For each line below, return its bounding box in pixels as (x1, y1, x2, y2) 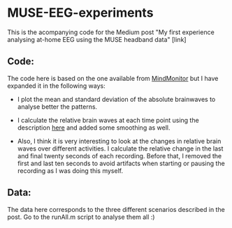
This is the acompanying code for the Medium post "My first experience (7, 28, 215, 36)
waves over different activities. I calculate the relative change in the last (17, 144, 224, 153)
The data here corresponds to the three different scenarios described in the (7, 205, 225, 213)
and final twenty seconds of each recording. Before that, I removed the (17, 151, 222, 160)
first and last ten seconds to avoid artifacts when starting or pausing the (17, 159, 225, 167)
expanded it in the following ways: (7, 82, 106, 90)
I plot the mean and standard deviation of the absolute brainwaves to (17, 95, 216, 103)
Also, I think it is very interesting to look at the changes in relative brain (17, 137, 222, 145)
